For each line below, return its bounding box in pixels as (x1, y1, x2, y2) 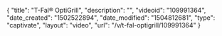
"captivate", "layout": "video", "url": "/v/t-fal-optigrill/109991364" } (6, 21, 201, 29)
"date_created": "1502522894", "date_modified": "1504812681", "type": (6, 13, 216, 22)
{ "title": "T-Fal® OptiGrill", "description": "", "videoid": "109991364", (6, 6, 206, 14)
